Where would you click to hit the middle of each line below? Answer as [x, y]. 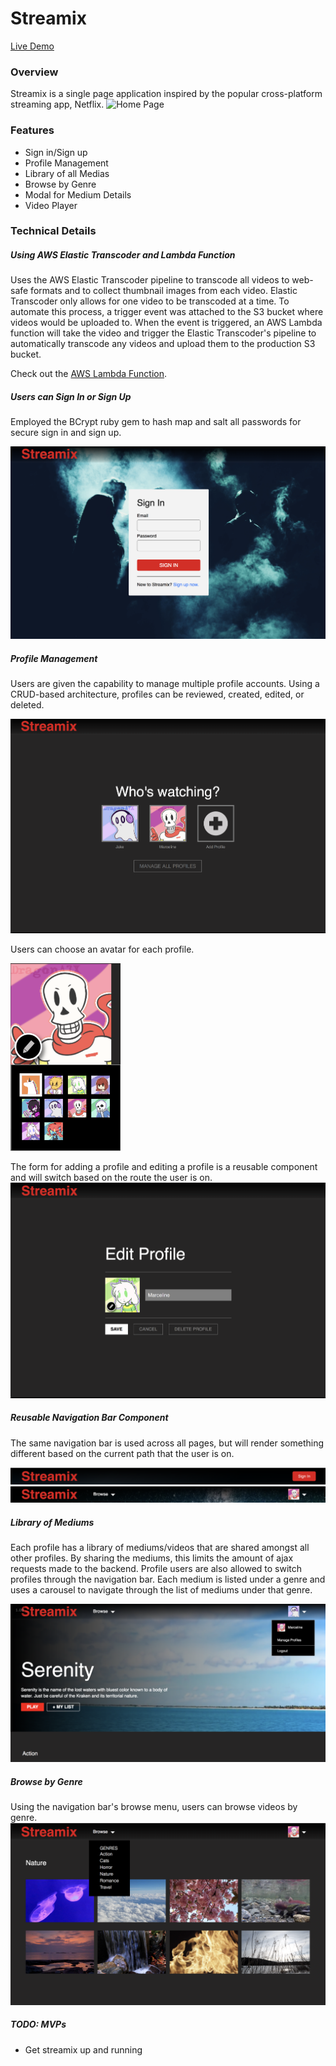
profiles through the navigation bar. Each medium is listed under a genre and [168, 1579]
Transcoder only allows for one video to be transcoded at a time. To [150, 301]
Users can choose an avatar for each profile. [102, 949]
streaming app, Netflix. [57, 104]
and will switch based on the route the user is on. [111, 1177]
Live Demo [32, 46]
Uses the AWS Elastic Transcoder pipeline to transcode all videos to [150, 280]
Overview [34, 72]
